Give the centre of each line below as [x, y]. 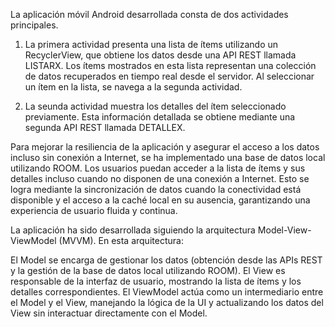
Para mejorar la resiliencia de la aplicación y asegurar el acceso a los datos [165, 147]
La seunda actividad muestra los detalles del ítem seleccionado [155, 106]
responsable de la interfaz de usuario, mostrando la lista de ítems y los [156, 281]
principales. [34, 25]
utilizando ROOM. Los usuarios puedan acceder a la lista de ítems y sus [158, 168]
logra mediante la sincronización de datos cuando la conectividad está [156, 189]
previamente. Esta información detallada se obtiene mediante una [160, 117]
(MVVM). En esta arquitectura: [121, 240]
